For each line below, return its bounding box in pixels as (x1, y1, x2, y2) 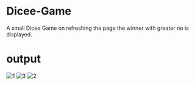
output (6, 52, 41, 66)
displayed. (6, 30, 32, 38)
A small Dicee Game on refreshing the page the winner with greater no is (6, 24, 189, 32)
